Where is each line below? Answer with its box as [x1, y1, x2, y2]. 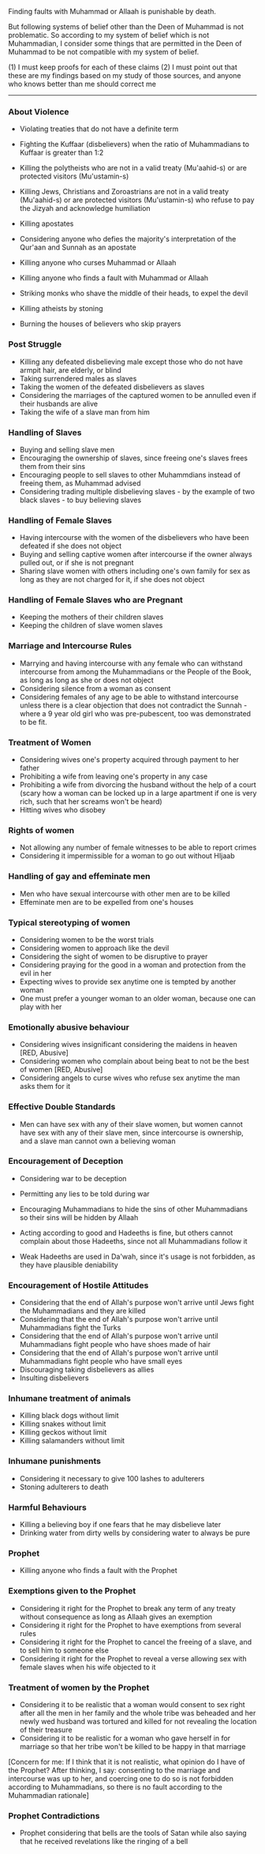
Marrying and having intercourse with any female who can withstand [19, 659, 243, 668]
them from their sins [19, 461, 85, 471]
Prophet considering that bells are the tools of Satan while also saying [19, 1828, 247, 1838]
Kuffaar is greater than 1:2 [19, 148, 104, 157]
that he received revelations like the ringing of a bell [19, 1837, 188, 1846]
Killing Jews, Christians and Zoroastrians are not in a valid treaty [19, 187, 230, 197]
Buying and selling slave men [19, 445, 115, 454]
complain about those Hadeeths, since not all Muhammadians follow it [19, 1236, 248, 1246]
